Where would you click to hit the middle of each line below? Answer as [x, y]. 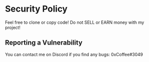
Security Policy [36, 9]
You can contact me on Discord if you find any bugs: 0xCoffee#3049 [74, 54]
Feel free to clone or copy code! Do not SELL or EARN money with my [75, 22]
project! [13, 27]
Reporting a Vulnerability [44, 43]
